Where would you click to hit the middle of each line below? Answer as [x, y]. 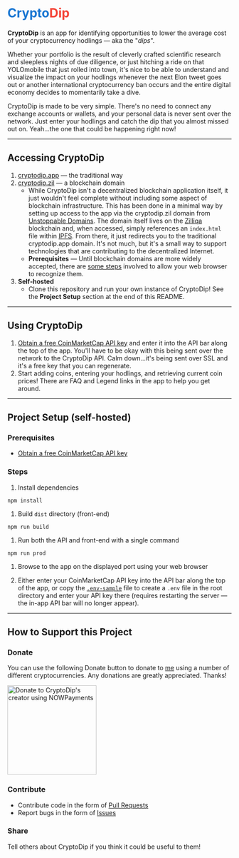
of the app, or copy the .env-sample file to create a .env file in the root [120, 587]
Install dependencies [48, 488]
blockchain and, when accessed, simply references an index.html [125, 228]
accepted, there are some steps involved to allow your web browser [128, 266]
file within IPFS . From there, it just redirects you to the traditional [122, 236]
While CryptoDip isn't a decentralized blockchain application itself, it [128, 190]
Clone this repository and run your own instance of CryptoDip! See [126, 289]
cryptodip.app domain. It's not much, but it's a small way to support [127, 243]
